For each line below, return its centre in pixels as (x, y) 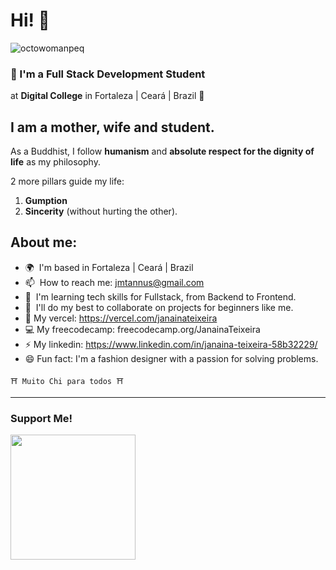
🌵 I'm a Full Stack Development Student (108, 74)
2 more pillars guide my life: (67, 181)
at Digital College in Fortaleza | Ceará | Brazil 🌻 (107, 96)
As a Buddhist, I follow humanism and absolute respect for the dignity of (162, 151)
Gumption (46, 201)
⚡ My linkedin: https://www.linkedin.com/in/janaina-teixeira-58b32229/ (171, 344)
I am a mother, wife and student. (112, 127)
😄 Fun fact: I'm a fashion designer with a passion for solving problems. (171, 358)
